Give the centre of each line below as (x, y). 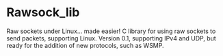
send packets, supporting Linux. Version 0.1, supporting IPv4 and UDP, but (111, 38)
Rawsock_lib (43, 12)
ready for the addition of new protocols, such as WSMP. (86, 45)
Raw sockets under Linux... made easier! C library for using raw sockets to (111, 31)
